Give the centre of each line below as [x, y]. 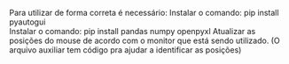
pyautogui [27, 22]
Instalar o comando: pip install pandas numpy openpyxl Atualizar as [133, 31]
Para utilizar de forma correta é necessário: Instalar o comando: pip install [144, 13]
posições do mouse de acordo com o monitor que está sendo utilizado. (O [145, 40]
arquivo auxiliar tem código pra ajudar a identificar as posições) [125, 50]
